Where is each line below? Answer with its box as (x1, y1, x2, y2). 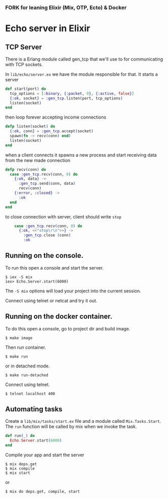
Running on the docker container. (5, 312, 113, 321)
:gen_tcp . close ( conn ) (23, 233, 71, 238)
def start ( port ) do (5, 86, 46, 91)
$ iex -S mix (5, 274, 33, 280)
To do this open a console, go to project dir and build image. (5, 325, 130, 331)
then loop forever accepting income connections (5, 114, 106, 120)
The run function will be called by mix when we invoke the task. (5, 423, 137, 430)
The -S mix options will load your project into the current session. (5, 288, 141, 294)
